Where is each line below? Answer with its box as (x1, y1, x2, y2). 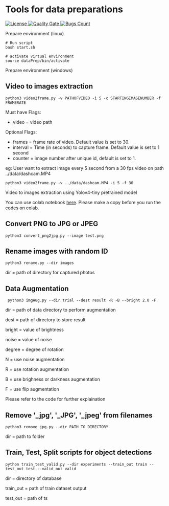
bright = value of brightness (5, 326, 64, 333)
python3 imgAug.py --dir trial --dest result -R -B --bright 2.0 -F (7, 298, 157, 303)
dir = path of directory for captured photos (5, 270, 95, 276)
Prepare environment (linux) (5, 30, 64, 36)
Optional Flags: (5, 129, 37, 135)
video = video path (12, 119, 53, 125)
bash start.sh (5, 45, 36, 50)
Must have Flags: (5, 109, 41, 115)
